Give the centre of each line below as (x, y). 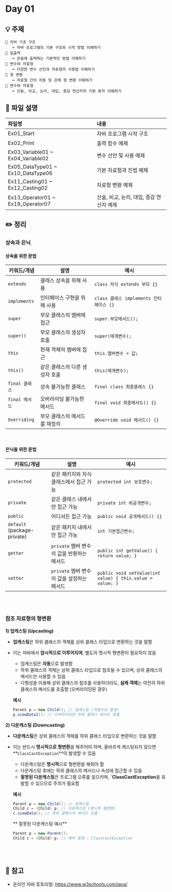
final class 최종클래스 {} (124, 387)
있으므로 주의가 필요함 (57, 783)
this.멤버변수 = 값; (116, 354)
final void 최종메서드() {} (125, 403)
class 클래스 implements (123, 298)
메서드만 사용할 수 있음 (43, 676)
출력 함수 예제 (112, 143)
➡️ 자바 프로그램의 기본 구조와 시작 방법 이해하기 (56, 48)
